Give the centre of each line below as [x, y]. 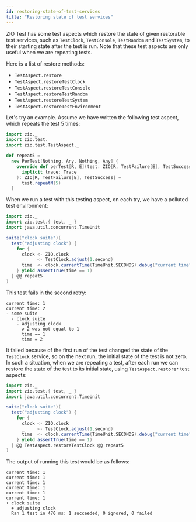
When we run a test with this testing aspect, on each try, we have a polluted [97, 200]
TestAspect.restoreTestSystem [51, 100]
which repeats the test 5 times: [43, 123]
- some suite [22, 314]
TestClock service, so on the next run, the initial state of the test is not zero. [97, 356]
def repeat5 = [23, 156]
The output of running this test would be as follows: [68, 462]
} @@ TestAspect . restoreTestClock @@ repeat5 [68, 445]
